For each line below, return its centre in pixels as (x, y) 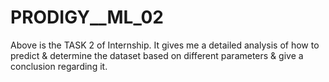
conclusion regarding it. (59, 66)
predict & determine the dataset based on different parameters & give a (157, 55)
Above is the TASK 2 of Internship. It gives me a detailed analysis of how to (165, 45)
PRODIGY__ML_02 (87, 17)
